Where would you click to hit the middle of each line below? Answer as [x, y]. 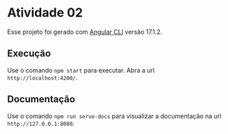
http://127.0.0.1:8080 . [41, 123]
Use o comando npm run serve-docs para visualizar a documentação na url [114, 116]
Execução [29, 54]
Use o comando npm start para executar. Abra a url [81, 70]
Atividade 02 [45, 13]
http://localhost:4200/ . [42, 77]
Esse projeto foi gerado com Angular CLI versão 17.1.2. [85, 32]
